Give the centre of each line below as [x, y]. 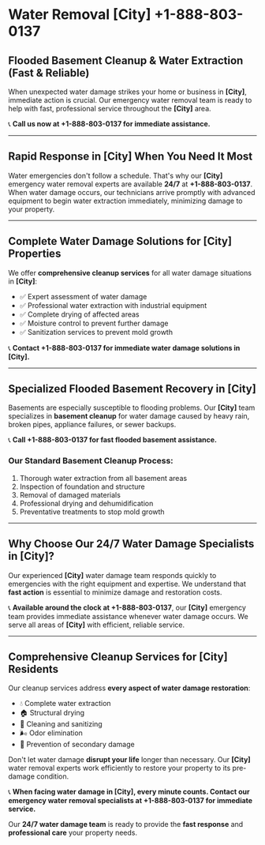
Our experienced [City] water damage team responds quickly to [112, 575]
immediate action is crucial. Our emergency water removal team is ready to [130, 100]
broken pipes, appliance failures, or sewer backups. [92, 425]
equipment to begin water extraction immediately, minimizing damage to [125, 201]
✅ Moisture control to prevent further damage [94, 323]
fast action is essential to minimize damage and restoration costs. [115, 592]
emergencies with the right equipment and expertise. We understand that [127, 584]
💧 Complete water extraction [65, 704]
